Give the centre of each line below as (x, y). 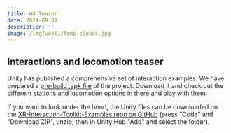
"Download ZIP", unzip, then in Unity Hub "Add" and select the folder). (108, 122)
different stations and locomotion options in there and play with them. (107, 93)
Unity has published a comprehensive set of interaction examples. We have (116, 78)
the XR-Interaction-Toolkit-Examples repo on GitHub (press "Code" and (110, 114)
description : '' (31, 27)
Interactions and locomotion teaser (85, 61)
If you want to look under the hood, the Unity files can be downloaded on (113, 107)
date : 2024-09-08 (33, 20)
